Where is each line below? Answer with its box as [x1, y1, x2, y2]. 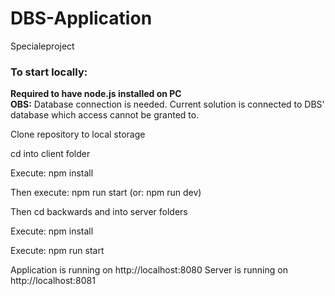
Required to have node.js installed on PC [10, 88, 182, 100]
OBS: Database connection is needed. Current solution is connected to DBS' [10, 98, 325, 111]
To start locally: [10, 65, 88, 79]
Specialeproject [10, 40, 75, 52]
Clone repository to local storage [10, 128, 146, 141]
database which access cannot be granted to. [10, 109, 200, 121]
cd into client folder [10, 148, 91, 160]
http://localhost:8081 [10, 275, 96, 287]
